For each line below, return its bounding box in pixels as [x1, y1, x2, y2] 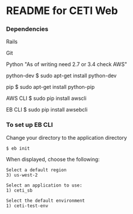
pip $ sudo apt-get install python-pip [6, 84, 95, 91]
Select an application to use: [6, 182, 83, 188]
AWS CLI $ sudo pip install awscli [6, 95, 87, 102]
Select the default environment [6, 198, 85, 203]
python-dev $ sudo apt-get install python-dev [6, 72, 117, 80]
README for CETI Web [6, 4, 118, 18]
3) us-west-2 [6, 172, 38, 178]
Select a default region [6, 167, 67, 173]
